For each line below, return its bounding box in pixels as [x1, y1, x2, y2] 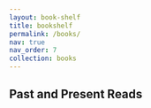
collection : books [9, 54, 77, 63]
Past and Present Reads [9, 87, 143, 102]
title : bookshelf [9, 21, 73, 30]
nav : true [9, 37, 46, 47]
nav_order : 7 [9, 46, 57, 55]
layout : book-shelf [9, 12, 81, 22]
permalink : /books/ [9, 29, 81, 38]
